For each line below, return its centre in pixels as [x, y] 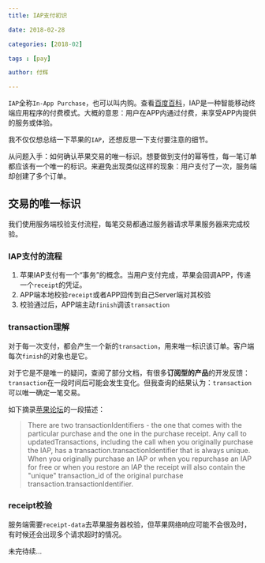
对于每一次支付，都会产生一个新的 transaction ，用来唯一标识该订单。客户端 [131, 346]
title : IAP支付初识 [38, 15]
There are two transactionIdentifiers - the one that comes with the [134, 425]
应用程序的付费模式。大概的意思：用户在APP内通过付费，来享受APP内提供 [136, 113]
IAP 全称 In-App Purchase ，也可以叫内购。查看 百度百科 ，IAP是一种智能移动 [129, 103]
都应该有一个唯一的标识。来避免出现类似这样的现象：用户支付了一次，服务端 [132, 166]
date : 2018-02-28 [37, 30]
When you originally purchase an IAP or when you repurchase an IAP [140, 459]
